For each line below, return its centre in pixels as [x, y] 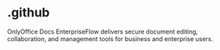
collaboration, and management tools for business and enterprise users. [110, 38]
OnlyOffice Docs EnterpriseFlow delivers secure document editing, [103, 32]
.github [28, 13]
